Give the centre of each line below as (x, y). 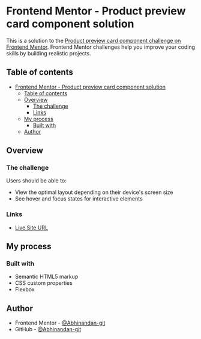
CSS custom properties (44, 283)
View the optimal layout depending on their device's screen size (94, 192)
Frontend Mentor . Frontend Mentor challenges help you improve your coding (101, 47)
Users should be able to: (37, 181)
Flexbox (25, 290)
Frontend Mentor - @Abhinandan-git (60, 323)
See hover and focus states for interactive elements (79, 199)
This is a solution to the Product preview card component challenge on (94, 40)
